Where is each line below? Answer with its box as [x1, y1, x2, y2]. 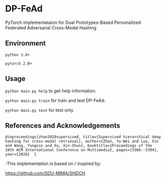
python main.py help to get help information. [5, 88, 97, 93]
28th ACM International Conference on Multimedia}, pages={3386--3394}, [5, 148, 159, 153]
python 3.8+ [5, 52, 30, 57]
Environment [5, 39, 46, 48]
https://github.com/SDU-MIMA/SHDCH [5, 170, 85, 177]
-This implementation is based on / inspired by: [5, 161, 101, 167]
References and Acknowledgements [5, 121, 120, 130]
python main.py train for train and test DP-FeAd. [5, 97, 106, 103]
